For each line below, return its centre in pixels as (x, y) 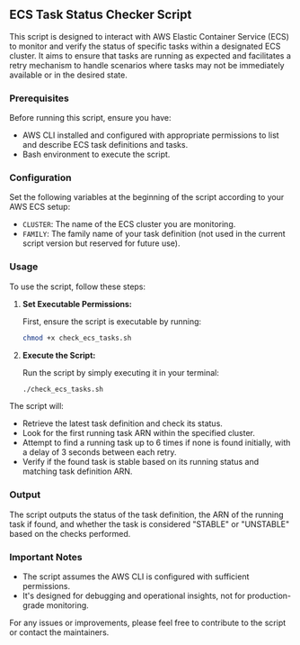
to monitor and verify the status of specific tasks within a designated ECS (145, 46)
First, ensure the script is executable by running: (112, 321)
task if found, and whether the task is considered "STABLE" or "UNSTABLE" (150, 524)
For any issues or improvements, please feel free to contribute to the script (148, 623)
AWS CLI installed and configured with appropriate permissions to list (151, 135)
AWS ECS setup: (40, 207)
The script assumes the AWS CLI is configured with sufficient (136, 577)
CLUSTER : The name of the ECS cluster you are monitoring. (129, 224)
